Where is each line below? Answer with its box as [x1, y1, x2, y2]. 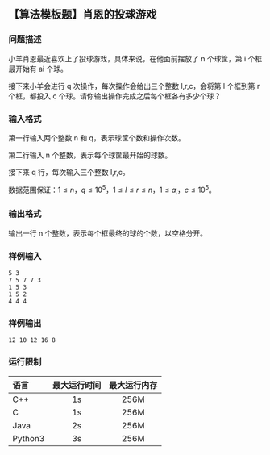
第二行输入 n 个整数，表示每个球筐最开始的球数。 [8, 150, 172, 160]
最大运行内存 [108, 379, 158, 390]
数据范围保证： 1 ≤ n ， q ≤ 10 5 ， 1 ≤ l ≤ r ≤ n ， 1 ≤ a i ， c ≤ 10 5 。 [8, 183, 216, 196]
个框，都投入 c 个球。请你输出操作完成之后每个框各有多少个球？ [8, 91, 222, 101]
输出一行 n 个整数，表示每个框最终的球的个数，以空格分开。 [8, 228, 208, 238]
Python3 [12, 432, 45, 444]
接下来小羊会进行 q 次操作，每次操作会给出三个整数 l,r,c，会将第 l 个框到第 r [8, 81, 260, 90]
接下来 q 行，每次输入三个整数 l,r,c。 [8, 167, 131, 177]
